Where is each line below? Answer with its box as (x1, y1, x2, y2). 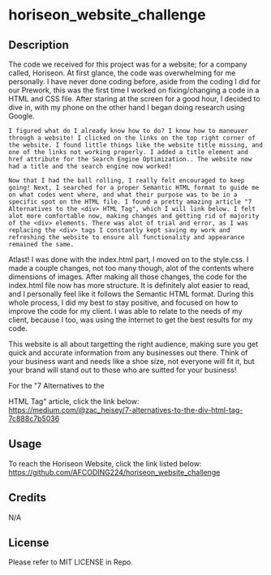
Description (8, 38, 69, 52)
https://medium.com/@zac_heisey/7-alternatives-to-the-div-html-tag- (8, 406, 243, 414)
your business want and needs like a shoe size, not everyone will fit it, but (8, 357, 255, 366)
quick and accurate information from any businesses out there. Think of (8, 348, 248, 358)
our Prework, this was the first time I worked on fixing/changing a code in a (8, 85, 260, 95)
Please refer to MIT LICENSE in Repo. (8, 557, 134, 567)
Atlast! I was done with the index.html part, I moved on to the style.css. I (8, 255, 249, 264)
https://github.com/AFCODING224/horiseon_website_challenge (8, 467, 221, 477)
